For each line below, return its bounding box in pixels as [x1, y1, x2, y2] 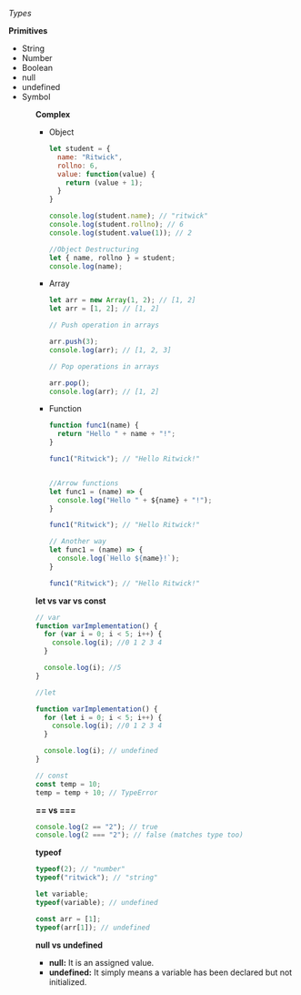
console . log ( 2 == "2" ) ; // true [35, 822, 158, 831]
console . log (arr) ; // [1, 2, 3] [48, 345, 172, 354]
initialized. [48, 976, 87, 987]
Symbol [21, 91, 51, 102]
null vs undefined [35, 939, 104, 950]
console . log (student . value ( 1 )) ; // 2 [48, 228, 193, 238]
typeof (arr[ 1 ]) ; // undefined [35, 923, 151, 932]
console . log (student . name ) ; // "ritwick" [48, 211, 208, 221]
